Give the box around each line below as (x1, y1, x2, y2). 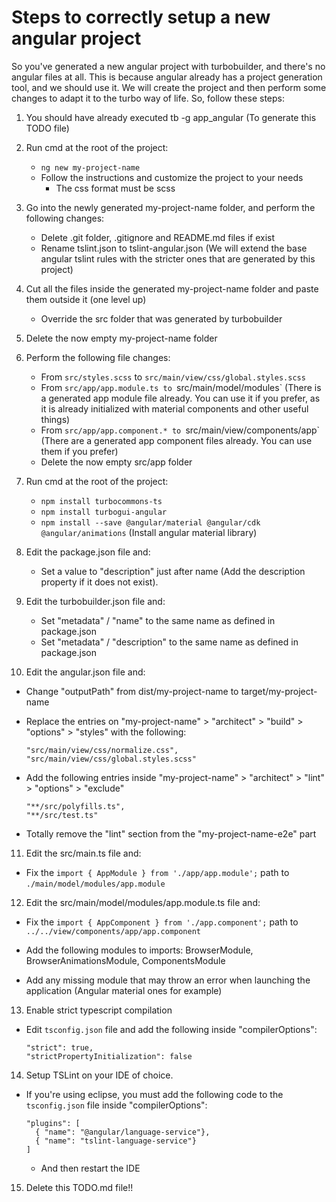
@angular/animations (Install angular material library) (40, 526, 258, 538)
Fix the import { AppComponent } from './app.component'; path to (25, 916, 299, 928)
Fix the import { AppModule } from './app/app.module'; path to (25, 866, 290, 878)
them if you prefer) (40, 445, 119, 457)
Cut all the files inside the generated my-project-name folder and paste (25, 282, 319, 295)
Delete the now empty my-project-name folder (25, 332, 218, 344)
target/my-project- (240, 685, 318, 697)
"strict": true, (25, 1042, 94, 1053)
